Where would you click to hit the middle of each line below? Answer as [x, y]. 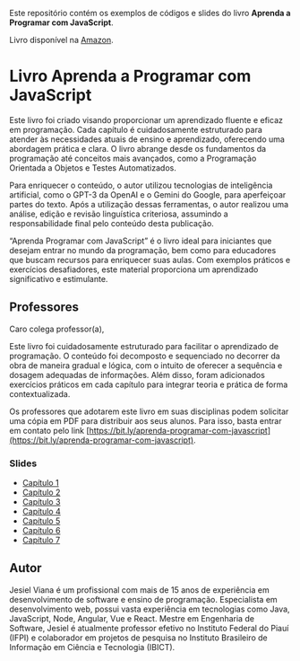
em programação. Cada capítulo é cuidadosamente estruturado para [136, 129]
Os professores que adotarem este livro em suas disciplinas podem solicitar [149, 411]
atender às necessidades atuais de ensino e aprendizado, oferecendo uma [147, 139]
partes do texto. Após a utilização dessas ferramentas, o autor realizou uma [149, 204]
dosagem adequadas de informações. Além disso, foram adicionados [137, 375]
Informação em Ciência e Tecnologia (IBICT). [92, 647]
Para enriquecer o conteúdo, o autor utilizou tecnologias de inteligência [141, 185]
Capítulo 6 [41, 531]
